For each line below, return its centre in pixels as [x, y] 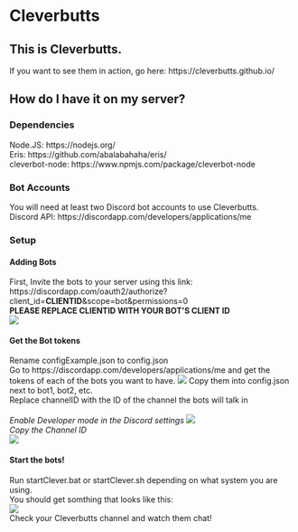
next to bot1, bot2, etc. [51, 391]
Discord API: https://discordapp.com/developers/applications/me [130, 216]
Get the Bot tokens [45, 340]
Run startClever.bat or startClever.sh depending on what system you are [144, 480]
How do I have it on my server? [98, 99]
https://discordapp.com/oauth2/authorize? [88, 291]
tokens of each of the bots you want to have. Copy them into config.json [149, 381]
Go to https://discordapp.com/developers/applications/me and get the [140, 370]
